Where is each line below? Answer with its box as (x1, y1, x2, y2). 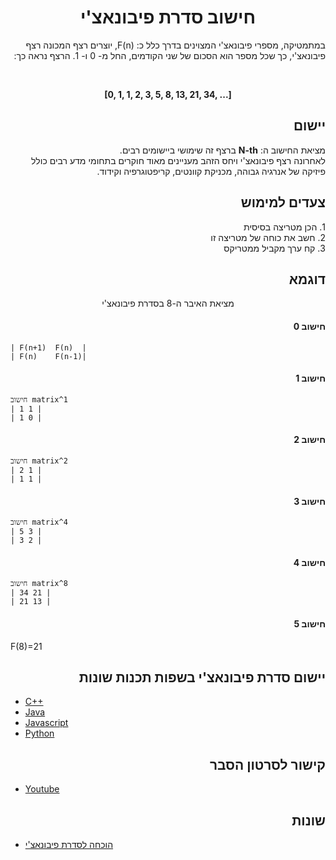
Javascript (24, 717, 69, 729)
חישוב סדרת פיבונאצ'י (79, 6, 257, 29)
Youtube (24, 783, 60, 795)
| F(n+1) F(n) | (10, 342, 87, 353)
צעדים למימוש (240, 194, 326, 211)
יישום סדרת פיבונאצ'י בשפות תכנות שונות (78, 669, 326, 686)
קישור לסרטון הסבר (209, 756, 326, 773)
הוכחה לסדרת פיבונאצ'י (24, 839, 114, 851)
